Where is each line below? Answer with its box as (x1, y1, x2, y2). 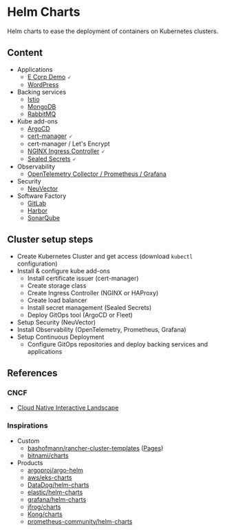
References (7, 367, 58, 379)
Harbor (27, 206, 48, 215)
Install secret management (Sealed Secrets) (27, 303, 152, 311)
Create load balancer (27, 296, 87, 304)
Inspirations (7, 421, 48, 431)
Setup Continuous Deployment (17, 333, 105, 341)
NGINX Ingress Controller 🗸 (27, 146, 105, 155)
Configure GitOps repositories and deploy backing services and (27, 339, 208, 348)
